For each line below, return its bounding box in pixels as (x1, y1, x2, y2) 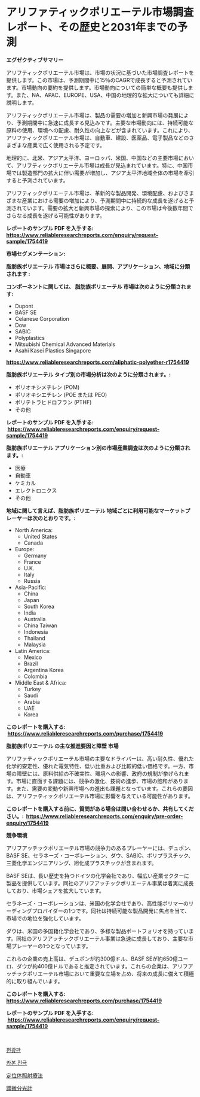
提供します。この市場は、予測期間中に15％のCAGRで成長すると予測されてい (6, 76, 193, 84)
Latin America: (14, 647, 51, 654)
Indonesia (23, 628, 48, 635)
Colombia (23, 673, 48, 680)
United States (23, 533, 58, 540)
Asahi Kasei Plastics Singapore (14, 347, 91, 354)
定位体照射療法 (6, 1072, 43, 1079)
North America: (14, 526, 53, 533)
